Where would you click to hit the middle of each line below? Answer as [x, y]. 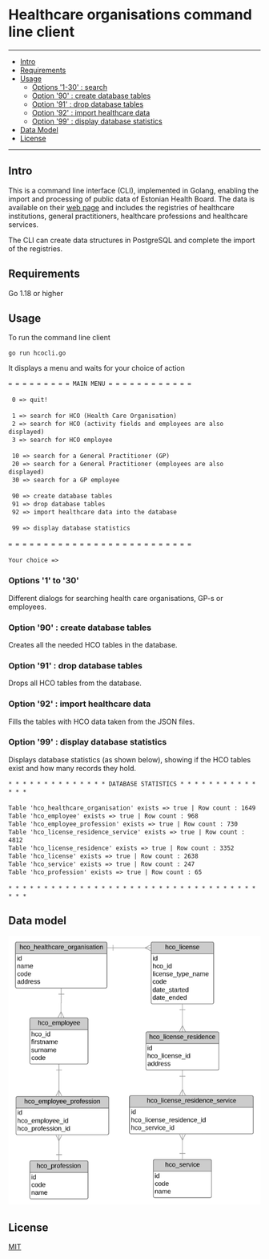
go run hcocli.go [37, 353]
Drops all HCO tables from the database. [75, 683]
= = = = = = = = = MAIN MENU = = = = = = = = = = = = [100, 384]
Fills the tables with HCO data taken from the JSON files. [102, 721]
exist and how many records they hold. [72, 768]
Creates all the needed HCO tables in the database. [93, 644]
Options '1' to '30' [44, 581]
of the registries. [36, 248]
